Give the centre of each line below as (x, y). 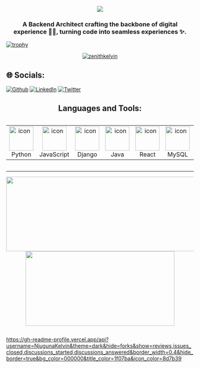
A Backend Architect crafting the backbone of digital (100, 24)
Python (21, 154)
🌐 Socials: (26, 75)
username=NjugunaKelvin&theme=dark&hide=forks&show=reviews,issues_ (99, 345)
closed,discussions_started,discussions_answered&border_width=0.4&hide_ (100, 352)
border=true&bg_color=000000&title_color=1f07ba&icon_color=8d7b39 (94, 358)
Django (87, 154)
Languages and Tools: (100, 108)
